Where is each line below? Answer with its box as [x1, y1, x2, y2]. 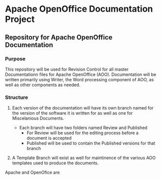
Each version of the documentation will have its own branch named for [12, 105, 154, 111]
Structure [5, 94, 28, 101]
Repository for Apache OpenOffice [5, 33, 113, 41]
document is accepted [26, 135, 72, 141]
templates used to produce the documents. [12, 160, 99, 166]
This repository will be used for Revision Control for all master [5, 66, 129, 72]
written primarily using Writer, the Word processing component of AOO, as [5, 76, 154, 82]
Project [5, 14, 35, 25]
